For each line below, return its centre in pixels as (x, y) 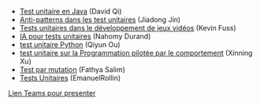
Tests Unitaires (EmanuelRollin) (70, 78)
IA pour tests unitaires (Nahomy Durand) (85, 36)
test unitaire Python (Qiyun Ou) (70, 45)
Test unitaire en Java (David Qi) (71, 11)
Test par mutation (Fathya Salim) (72, 69)
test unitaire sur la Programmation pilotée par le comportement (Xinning (136, 53)
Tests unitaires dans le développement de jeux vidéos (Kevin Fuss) (128, 28)
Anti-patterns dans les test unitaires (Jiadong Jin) (100, 20)
